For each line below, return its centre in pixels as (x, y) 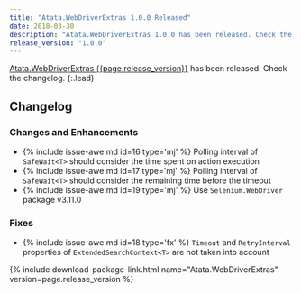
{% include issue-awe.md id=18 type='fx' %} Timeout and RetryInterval (156, 243)
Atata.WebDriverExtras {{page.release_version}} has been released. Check (148, 69)
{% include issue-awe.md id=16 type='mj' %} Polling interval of (140, 151)
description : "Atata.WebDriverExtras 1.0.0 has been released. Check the (151, 34)
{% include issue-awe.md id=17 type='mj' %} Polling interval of (140, 170)
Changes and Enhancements (74, 132)
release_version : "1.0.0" (58, 43)
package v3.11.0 (52, 199)
